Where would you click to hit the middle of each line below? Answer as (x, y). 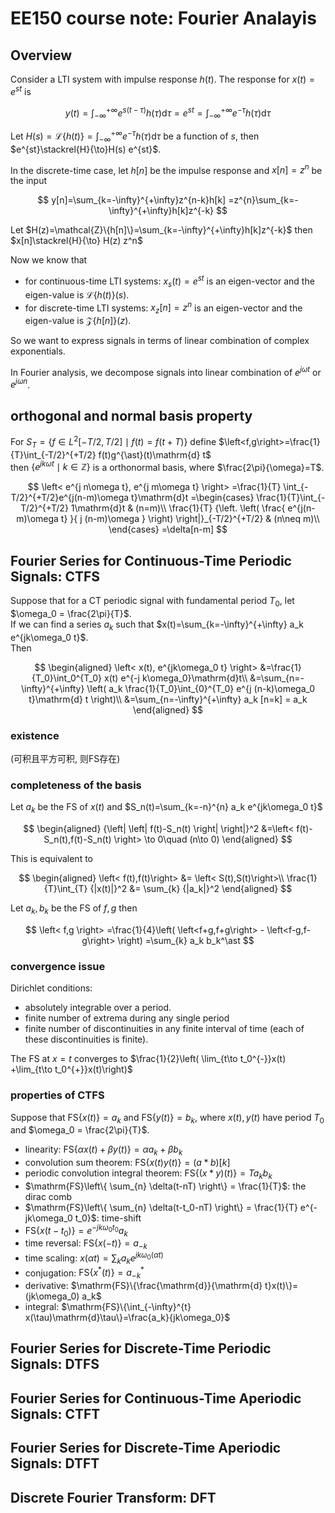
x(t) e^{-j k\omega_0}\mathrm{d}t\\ (176, 678)
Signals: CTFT (55, 1413)
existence (35, 735)
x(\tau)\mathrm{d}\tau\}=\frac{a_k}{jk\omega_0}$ (127, 1318)
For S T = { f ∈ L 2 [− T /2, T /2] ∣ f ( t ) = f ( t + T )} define (113, 442)
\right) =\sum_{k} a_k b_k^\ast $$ (186, 940)
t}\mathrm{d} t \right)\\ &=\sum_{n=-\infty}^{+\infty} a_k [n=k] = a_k (168, 699)
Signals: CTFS (55, 576)
